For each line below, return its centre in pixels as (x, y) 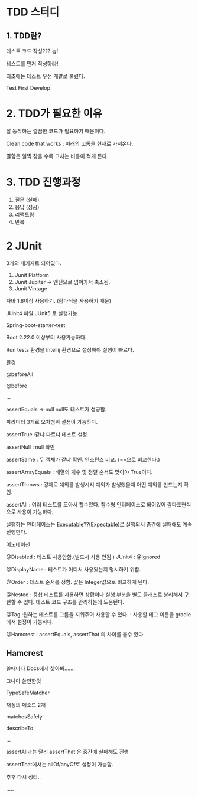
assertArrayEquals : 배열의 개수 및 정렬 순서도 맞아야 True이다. (79, 472)
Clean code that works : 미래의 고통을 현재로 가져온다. (70, 143)
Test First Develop (28, 88)
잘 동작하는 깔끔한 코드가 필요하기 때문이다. (56, 131)
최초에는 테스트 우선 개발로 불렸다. (46, 76)
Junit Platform (32, 275)
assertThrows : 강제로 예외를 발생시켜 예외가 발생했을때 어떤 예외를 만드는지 (94, 484)
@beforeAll (20, 374)
